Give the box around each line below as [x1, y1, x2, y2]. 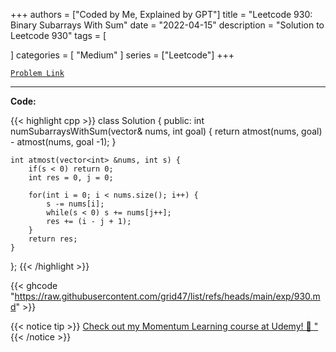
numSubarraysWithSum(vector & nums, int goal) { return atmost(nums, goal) [10, 125, 323, 137]
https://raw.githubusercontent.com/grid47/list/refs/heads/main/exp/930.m [14, 290, 321, 302]
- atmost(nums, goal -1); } [10, 136, 117, 148]
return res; [28, 234, 78, 244]
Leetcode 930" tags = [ [10, 30, 107, 41]
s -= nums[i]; [46, 199, 105, 209]
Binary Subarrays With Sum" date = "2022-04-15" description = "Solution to [10, 19, 325, 31]
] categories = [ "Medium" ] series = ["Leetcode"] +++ [10, 49, 235, 61]
